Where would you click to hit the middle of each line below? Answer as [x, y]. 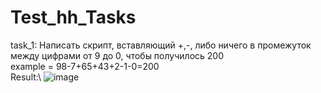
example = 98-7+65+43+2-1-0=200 [85, 66]
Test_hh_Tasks [73, 17]
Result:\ [26, 77]
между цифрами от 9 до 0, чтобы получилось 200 [117, 55]
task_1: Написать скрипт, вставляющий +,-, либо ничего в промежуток [161, 45]
